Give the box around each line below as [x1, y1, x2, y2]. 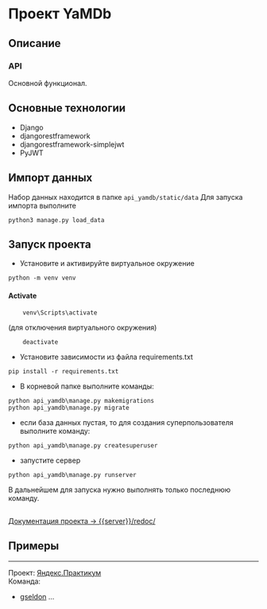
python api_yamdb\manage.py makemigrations [8, 396, 155, 404]
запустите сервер [19, 455, 81, 465]
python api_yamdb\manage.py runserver [8, 470, 137, 478]
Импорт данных [8, 171, 93, 185]
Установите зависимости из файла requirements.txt [19, 352, 193, 361]
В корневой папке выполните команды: [19, 381, 155, 391]
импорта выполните [8, 201, 77, 210]
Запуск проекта [8, 237, 91, 251]
